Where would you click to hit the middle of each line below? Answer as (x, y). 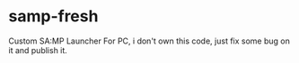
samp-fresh (53, 16)
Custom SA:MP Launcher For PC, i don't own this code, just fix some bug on (149, 41)
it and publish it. (38, 50)
